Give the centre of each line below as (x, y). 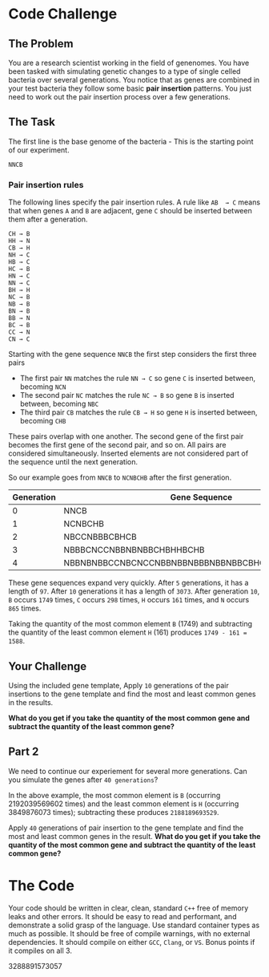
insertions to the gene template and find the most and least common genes (132, 694)
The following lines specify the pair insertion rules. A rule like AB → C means (134, 202)
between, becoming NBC (59, 404)
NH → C (19, 255)
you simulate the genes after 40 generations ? (83, 780)
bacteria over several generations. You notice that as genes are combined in (134, 80)
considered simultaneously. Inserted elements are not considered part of (128, 453)
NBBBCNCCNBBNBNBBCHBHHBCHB (134, 550)
